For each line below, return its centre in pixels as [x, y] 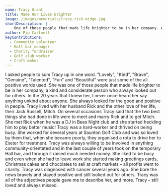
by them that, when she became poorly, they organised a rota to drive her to [83, 138]
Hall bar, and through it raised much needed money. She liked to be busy [80, 154]
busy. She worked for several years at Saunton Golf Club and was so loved [82, 132]
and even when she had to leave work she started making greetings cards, [82, 159]
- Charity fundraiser [32, 51]
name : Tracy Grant [24, 10]
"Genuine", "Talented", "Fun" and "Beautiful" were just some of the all [77, 80]
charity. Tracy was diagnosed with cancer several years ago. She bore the [81, 170]
